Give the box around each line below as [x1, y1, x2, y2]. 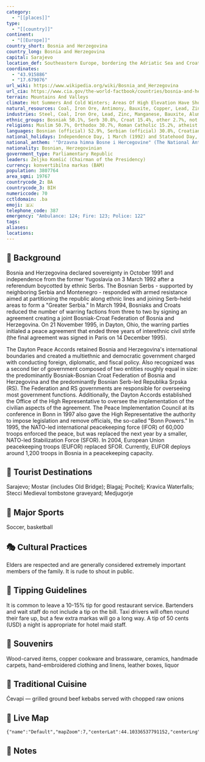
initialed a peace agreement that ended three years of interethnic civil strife [6, 327, 196, 334]
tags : [6, 219, 20, 225]
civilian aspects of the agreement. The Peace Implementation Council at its [6, 404, 195, 411]
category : [6, 9, 32, 15]
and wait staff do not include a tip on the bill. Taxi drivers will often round [6, 608, 189, 615]
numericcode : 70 [6, 190, 48, 196]
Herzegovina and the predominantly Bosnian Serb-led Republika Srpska [6, 378, 187, 385]
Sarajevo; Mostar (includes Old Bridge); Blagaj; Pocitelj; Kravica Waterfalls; [6, 483, 194, 491]
